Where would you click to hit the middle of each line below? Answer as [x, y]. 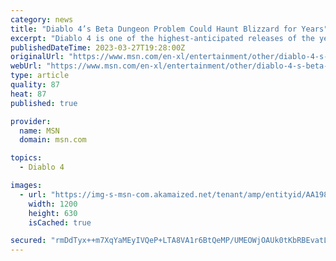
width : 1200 [53, 204]
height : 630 [53, 213]
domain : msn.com [53, 140]
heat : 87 [28, 94]
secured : [28, 241]
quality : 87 [35, 85]
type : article [40, 76]
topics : [26, 158]
